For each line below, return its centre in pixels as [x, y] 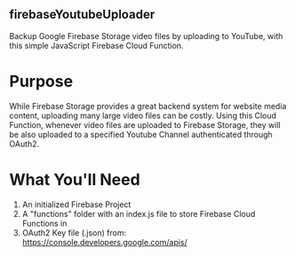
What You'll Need [75, 179]
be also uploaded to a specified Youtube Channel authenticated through [141, 134]
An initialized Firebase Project [76, 204]
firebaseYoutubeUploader [82, 15]
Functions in [44, 223]
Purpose [41, 81]
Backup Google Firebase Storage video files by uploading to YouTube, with [146, 36]
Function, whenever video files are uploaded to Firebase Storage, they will [145, 124]
